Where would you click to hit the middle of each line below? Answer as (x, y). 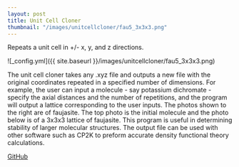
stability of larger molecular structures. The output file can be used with (113, 128)
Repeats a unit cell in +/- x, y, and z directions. (76, 48)
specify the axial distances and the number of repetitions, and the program (117, 97)
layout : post (27, 14)
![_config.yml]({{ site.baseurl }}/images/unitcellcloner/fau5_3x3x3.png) (111, 61)
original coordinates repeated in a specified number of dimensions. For (112, 82)
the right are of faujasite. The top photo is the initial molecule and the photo (118, 113)
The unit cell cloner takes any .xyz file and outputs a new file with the (109, 75)
